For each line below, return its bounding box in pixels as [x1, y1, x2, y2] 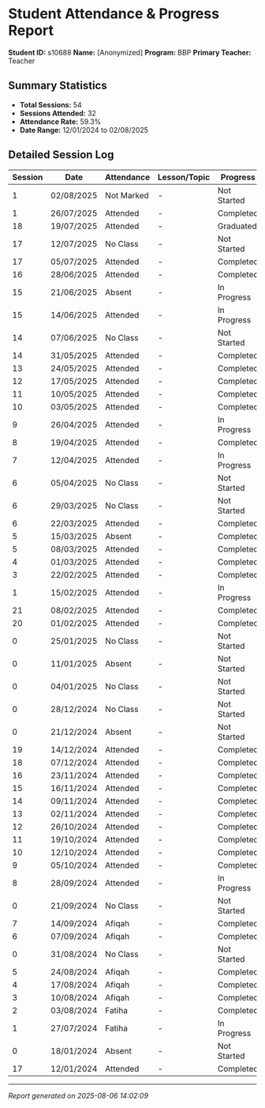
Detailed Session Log [8, 148, 114, 162]
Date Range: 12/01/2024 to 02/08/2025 [19, 125, 148, 134]
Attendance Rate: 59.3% [19, 116, 102, 126]
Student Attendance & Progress [8, 5, 219, 23]
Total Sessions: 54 [19, 100, 83, 109]
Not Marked [105, 190, 150, 201]
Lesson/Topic [157, 171, 211, 183]
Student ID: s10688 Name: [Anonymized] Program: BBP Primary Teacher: [8, 47, 252, 57]
